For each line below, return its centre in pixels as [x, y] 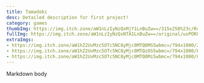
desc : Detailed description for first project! [68, 17]
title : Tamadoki [27, 12]
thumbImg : [19, 29]
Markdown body [27, 73]
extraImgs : [20, 40]
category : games [27, 23]
